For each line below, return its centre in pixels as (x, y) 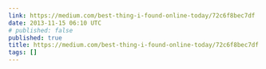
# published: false (41, 30)
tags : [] (23, 52)
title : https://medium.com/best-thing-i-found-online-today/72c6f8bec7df (134, 45)
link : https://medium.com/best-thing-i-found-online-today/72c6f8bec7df (132, 15)
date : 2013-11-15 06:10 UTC (55, 23)
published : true (35, 38)
